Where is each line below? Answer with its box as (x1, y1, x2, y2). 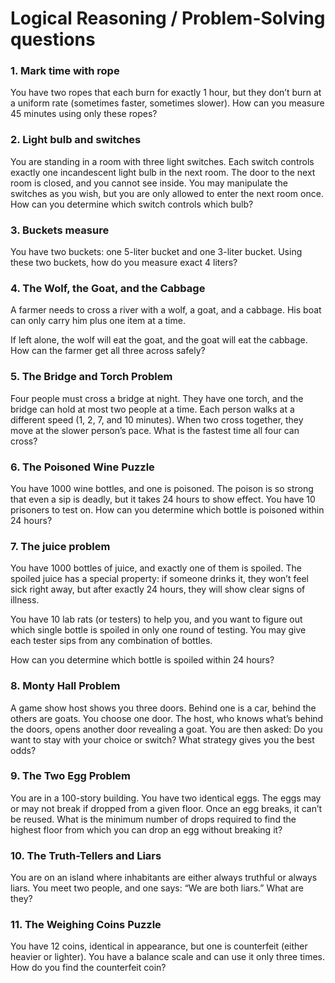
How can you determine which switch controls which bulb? (10, 198, 254, 210)
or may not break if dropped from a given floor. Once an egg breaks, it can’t (10, 802, 323, 814)
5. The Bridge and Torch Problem (10, 370, 173, 384)
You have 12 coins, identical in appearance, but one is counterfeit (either (10, 940, 308, 952)
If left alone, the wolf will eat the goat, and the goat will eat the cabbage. (10, 334, 308, 346)
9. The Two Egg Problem (10, 769, 131, 783)
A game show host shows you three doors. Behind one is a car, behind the (10, 702, 317, 714)
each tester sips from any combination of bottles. (10, 635, 213, 647)
